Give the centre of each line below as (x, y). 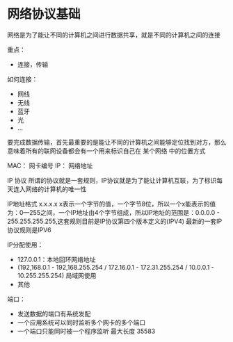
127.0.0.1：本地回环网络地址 (56, 259)
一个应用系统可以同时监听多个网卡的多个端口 (81, 322)
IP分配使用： (25, 245)
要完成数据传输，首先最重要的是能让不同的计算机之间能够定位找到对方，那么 (117, 142)
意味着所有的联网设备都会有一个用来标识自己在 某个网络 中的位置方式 (106, 151)
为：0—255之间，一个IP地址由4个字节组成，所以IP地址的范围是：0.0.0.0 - (114, 212)
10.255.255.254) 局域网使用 (57, 275)
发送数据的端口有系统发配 (54, 313)
